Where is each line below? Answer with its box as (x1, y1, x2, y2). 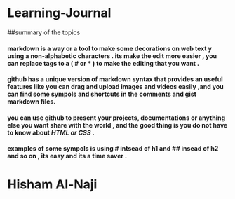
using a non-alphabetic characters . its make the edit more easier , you (7, 51, 217, 60)
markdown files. (7, 97, 56, 106)
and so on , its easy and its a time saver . (7, 152, 128, 160)
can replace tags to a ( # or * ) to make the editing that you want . (7, 59, 200, 67)
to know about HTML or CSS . (7, 128, 95, 137)
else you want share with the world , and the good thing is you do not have (7, 121, 228, 129)
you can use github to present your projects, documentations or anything (7, 114, 226, 122)
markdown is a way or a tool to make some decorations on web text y (7, 44, 213, 53)
